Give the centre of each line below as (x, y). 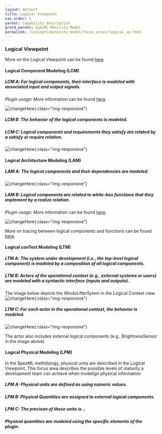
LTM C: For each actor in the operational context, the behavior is (71, 309)
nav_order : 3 (18, 18)
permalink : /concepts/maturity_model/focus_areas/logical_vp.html (73, 32)
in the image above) (25, 341)
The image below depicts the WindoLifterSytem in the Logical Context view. (81, 293)
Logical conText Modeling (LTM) (38, 247)
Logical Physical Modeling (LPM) (39, 353)
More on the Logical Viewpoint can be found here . (55, 60)
